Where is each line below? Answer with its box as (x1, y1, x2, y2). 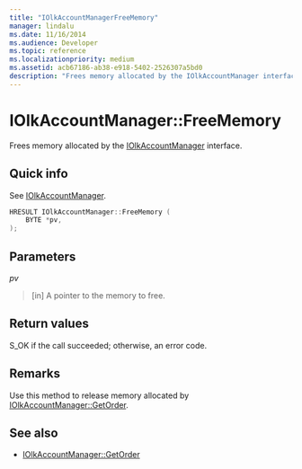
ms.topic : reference (9, 47, 87, 56)
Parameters (9, 249, 76, 264)
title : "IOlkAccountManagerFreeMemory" (9, 13, 159, 22)
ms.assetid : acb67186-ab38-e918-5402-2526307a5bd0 (9, 64, 203, 73)
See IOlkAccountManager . (9, 190, 106, 200)
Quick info (9, 166, 69, 181)
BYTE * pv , (25, 216, 63, 225)
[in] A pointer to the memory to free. (31, 289, 166, 301)
